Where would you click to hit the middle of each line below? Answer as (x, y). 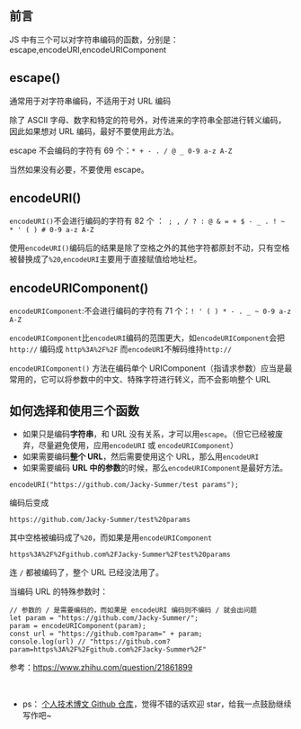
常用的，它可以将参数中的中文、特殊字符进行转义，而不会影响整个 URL (140, 380)
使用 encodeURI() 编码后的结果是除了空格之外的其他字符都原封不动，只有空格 (150, 248)
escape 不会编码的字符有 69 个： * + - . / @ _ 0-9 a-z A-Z (121, 150)
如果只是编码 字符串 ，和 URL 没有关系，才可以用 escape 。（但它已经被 (149, 434)
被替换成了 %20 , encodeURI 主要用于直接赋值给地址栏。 (106, 259)
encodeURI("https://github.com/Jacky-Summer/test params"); (124, 485)
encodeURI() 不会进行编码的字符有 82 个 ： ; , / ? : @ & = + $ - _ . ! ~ (147, 221)
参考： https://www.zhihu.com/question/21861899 (101, 668)
